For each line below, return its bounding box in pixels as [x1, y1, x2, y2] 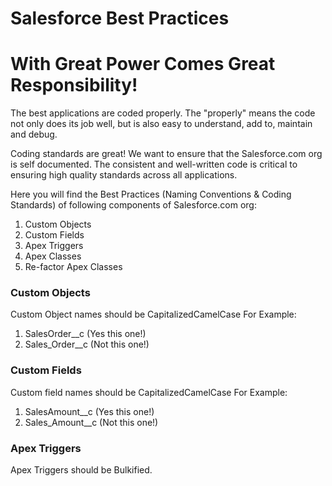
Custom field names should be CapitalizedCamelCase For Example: [10, 386, 288, 398]
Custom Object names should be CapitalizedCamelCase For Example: [10, 308, 297, 321]
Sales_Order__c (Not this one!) [24, 338, 150, 351]
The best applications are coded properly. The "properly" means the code [10, 107, 316, 119]
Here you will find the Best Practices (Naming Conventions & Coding [10, 188, 292, 201]
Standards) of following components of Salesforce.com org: [10, 199, 257, 211]
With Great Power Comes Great [10, 53, 276, 76]
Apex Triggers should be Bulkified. [10, 464, 153, 476]
